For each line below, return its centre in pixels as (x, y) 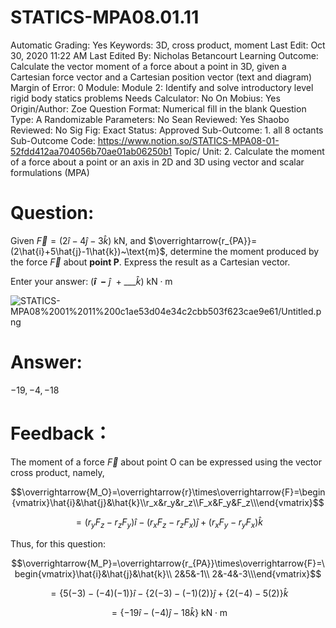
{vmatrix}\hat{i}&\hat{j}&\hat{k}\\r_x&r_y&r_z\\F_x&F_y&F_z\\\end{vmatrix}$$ (168, 502)
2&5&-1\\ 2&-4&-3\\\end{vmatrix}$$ (248, 573)
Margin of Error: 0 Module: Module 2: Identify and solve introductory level (162, 87)
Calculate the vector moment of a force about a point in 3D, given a (148, 66)
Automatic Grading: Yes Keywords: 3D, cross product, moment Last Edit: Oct (168, 45)
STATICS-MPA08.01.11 (105, 17)
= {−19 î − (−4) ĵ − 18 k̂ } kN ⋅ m (169, 612)
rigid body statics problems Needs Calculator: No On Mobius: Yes (145, 98)
